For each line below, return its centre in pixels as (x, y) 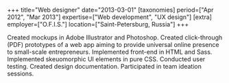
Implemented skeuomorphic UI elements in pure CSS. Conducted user (106, 59)
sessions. (21, 73)
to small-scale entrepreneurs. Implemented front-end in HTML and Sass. (110, 52)
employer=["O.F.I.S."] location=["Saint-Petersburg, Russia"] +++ (98, 24)
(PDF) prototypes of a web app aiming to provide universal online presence (113, 45)
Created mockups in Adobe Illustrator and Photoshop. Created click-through (115, 37)
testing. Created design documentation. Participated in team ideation (105, 66)
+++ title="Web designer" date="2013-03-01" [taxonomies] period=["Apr (110, 10)
